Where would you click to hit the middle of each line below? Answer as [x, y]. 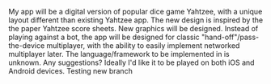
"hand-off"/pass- [230, 37]
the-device [27, 46]
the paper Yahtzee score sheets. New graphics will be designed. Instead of [133, 28]
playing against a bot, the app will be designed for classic [104, 37]
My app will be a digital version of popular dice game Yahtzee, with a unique [135, 12]
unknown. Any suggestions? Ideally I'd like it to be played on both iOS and [131, 62]
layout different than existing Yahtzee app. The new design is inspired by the [136, 20]
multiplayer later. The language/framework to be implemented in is [119, 54]
